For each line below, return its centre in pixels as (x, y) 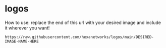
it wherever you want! (27, 27)
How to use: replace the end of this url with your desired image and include (83, 22)
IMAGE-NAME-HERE (22, 41)
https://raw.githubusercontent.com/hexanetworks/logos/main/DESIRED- (79, 37)
